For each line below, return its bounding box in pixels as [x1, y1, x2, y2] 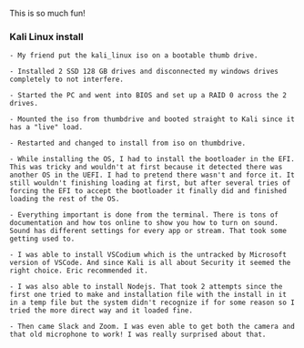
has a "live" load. [9, 123, 84, 132]
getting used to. [9, 234, 76, 244]
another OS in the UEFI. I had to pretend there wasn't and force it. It [9, 170, 296, 180]
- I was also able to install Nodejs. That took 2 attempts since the [9, 282, 283, 292]
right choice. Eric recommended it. [9, 266, 148, 276]
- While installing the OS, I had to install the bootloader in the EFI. [9, 155, 296, 164]
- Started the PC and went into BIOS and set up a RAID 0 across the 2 [9, 91, 287, 100]
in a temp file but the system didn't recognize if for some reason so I [9, 298, 296, 308]
